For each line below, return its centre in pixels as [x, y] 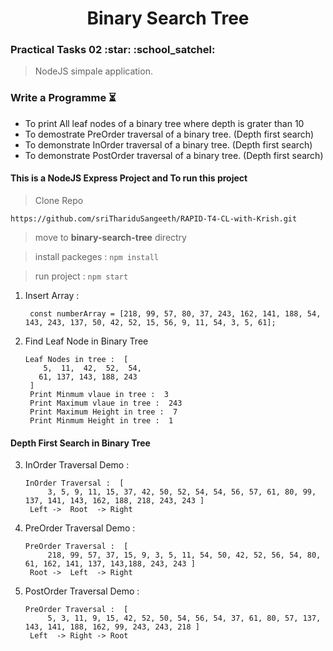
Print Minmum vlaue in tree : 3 [99, 394]
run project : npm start [81, 276]
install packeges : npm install [96, 256]
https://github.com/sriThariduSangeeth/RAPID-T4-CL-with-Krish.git [154, 218]
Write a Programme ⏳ [63, 98]
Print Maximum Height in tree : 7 [103, 412]
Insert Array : [52, 295]
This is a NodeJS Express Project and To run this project [129, 178]
